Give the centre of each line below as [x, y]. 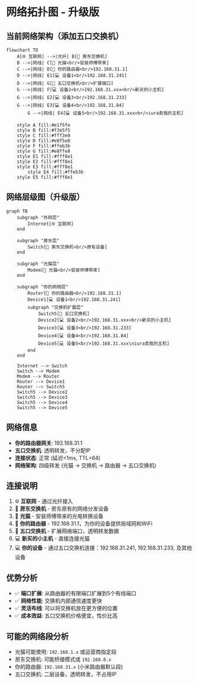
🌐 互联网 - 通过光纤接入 [44, 501]
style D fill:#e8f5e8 [43, 141]
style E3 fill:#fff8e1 [45, 167]
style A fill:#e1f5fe [43, 125]
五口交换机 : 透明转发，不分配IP [53, 450]
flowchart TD [22, 50]
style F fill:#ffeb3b [43, 146]
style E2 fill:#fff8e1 [45, 162]
